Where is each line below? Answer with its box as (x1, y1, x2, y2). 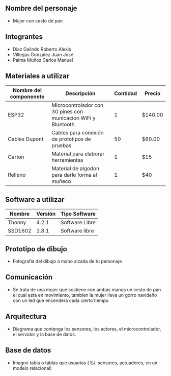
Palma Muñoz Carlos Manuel (12, 57, 73, 63)
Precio (144, 90, 161, 97)
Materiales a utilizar (5, 72, 70, 81)
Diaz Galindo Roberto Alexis (12, 46, 71, 52)
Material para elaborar (51, 150, 105, 157)
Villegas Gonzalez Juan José (12, 51, 74, 58)
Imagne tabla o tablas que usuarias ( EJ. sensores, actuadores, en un (12, 360, 158, 366)
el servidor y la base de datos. (12, 331, 76, 337)
